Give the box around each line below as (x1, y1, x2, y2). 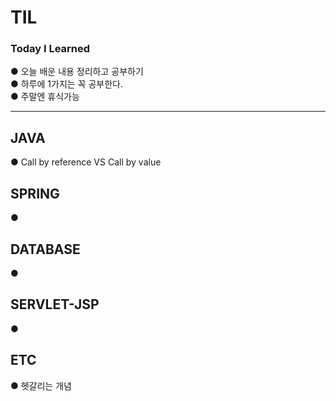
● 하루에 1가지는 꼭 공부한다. (10, 78, 123, 90)
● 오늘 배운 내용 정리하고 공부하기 (10, 66, 144, 78)
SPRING (10, 185, 60, 202)
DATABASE (10, 241, 81, 258)
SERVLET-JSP (10, 296, 100, 313)
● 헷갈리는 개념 (10, 379, 72, 391)
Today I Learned (10, 42, 91, 56)
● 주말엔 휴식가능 (10, 91, 80, 103)
